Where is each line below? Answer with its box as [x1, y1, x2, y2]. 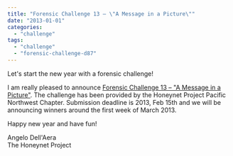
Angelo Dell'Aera [7, 133, 57, 142]
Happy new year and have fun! [7, 119, 97, 128]
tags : [7, 37, 23, 44]
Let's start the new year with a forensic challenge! [7, 69, 154, 78]
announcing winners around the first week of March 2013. [7, 106, 177, 114]
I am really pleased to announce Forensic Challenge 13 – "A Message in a [7, 83, 222, 91]
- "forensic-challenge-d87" [13, 50, 97, 57]
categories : [7, 23, 43, 30]
